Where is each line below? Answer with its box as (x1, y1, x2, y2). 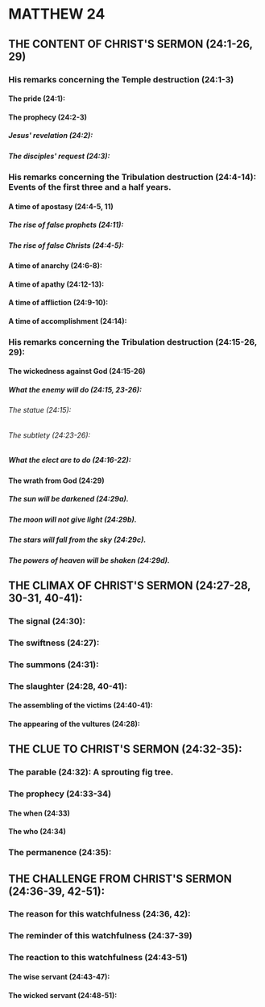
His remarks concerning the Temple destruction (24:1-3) (8, 73, 234, 85)
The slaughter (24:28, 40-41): (8, 680, 127, 691)
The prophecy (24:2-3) (8, 112, 87, 122)
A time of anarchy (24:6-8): (8, 260, 103, 271)
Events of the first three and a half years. (8, 182, 172, 193)
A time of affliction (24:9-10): (8, 298, 109, 308)
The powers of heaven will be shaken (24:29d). (8, 555, 171, 565)
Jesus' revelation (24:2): (8, 131, 93, 141)
